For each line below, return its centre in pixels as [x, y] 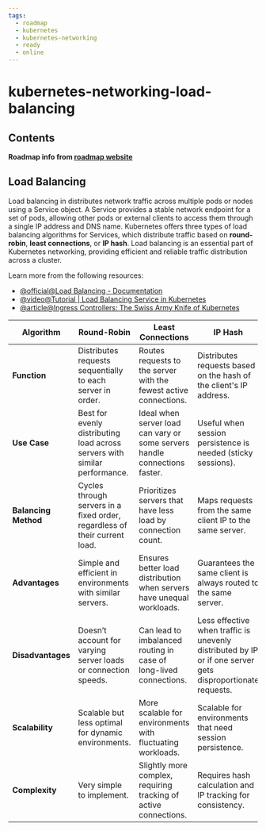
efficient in [97, 572]
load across [99, 443]
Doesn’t [92, 630]
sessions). [217, 463]
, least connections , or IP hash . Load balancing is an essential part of [139, 243]
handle [151, 452]
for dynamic [100, 733]
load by [152, 520]
